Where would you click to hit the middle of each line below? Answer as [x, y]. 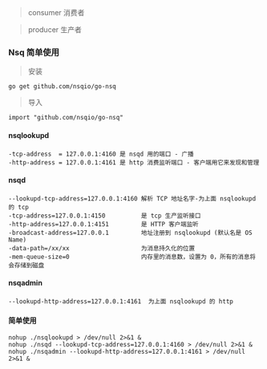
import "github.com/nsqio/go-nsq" [66, 118]
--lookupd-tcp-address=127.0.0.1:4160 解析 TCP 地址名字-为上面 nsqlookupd [132, 199]
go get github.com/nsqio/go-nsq [62, 87]
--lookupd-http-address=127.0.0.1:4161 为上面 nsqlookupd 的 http [121, 301]
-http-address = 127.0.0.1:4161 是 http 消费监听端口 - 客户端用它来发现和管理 [134, 162]
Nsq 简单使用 [34, 52]
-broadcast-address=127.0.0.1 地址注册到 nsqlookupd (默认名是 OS [130, 233]
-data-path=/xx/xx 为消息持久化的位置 [101, 248]
